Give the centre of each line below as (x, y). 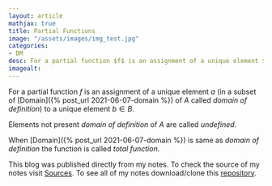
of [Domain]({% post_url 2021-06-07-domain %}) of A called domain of (128, 100)
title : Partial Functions (52, 31)
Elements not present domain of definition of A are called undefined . (123, 124)
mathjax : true (32, 23)
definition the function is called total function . (84, 148)
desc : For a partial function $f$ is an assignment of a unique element (134, 61)
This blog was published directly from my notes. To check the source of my (134, 164)
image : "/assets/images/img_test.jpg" (74, 38)
